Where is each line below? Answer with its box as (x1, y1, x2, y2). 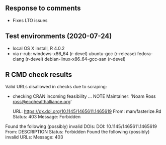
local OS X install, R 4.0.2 (12, 45, 65, 51)
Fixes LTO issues (12, 17, 48, 23)
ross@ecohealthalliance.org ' (12, 99, 72, 105)
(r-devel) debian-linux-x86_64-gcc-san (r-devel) (25, 56, 126, 62)
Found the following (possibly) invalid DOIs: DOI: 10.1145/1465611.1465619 (5, 123, 157, 129)
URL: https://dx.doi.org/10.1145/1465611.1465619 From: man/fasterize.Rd (12, 108, 162, 114)
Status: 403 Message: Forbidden (12, 114, 81, 120)
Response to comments (5, 4, 81, 13)
